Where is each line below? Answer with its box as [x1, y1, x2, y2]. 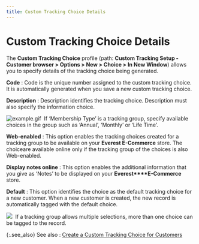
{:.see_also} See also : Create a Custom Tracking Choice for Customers [6, 231, 183, 238]
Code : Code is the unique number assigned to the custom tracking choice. [6, 79, 192, 86]
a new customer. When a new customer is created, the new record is [6, 194, 176, 201]
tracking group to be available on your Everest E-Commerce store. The [6, 139, 183, 146]
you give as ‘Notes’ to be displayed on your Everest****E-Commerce [6, 170, 182, 177]
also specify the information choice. [6, 103, 95, 110]
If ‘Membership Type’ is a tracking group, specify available [44, 115, 189, 122]
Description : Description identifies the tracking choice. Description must [6, 97, 187, 104]
